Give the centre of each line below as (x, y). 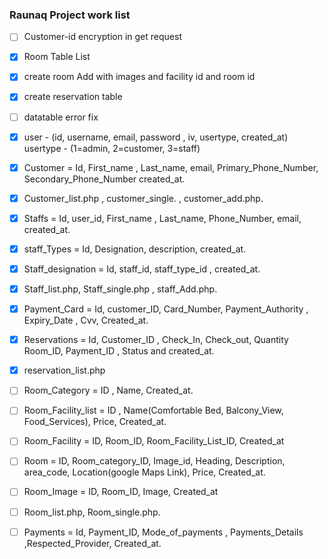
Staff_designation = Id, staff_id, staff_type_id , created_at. (142, 269)
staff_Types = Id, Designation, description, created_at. (135, 249)
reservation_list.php (64, 370)
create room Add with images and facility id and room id (139, 77)
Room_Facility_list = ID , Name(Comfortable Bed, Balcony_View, (153, 410)
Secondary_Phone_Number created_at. (104, 179)
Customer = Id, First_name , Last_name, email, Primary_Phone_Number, (171, 167)
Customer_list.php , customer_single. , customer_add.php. (143, 198)
